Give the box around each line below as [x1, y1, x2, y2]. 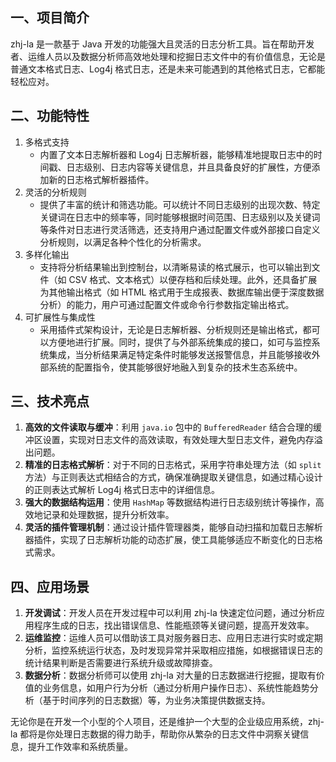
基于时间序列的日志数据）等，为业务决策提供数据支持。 [42, 694, 271, 707]
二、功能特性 [10, 108, 90, 125]
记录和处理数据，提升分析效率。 [42, 509, 175, 521]
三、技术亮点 [10, 393, 90, 410]
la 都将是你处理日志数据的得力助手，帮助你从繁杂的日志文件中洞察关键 [10, 728, 301, 740]
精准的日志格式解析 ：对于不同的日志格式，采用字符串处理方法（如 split [24, 459, 322, 471]
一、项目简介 [10, 9, 90, 27]
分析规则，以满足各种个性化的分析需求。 [39, 236, 207, 248]
